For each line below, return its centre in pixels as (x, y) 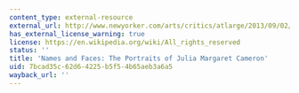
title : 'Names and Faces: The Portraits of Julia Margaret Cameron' (139, 58)
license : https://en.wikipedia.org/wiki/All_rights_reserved (125, 42)
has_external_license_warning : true (77, 34)
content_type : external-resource (71, 17)
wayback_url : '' (39, 75)
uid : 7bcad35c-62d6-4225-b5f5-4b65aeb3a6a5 (91, 67)
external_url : (36, 26)
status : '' (29, 50)
